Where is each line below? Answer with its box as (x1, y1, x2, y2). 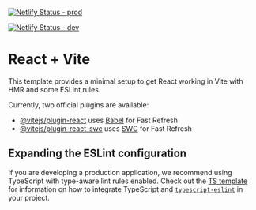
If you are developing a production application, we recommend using (8, 167, 232, 177)
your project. (8, 193, 50, 202)
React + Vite (8, 51, 91, 69)
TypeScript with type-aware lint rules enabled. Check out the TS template (8, 176, 248, 186)
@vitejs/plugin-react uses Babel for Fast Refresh (19, 115, 179, 125)
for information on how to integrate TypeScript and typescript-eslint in (8, 184, 243, 193)
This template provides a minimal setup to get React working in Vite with (8, 76, 243, 86)
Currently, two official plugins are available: (8, 99, 149, 110)
